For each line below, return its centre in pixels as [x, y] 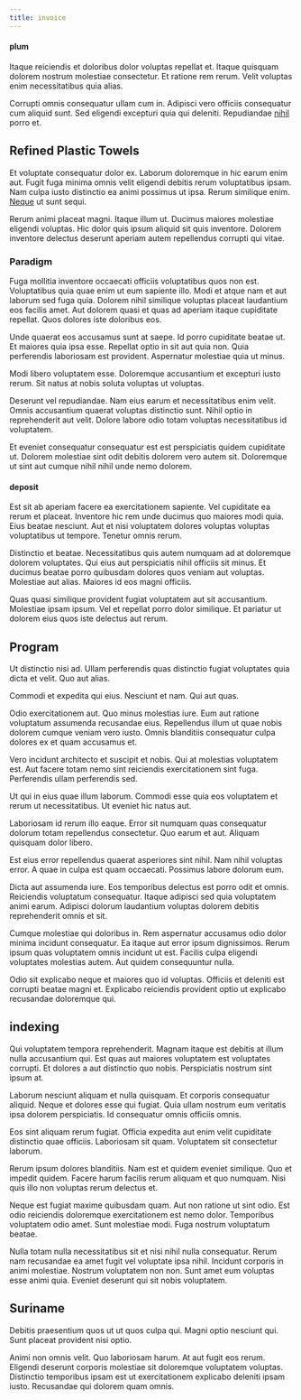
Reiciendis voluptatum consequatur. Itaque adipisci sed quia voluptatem [143, 896]
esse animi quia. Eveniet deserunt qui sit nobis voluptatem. [119, 1280]
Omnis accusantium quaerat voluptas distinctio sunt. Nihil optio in [131, 410]
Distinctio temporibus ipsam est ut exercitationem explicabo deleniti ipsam [147, 1377]
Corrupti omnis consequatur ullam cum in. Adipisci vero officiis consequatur [150, 103]
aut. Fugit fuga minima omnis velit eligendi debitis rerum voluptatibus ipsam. [150, 182]
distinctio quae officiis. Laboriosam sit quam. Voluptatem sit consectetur [143, 1141]
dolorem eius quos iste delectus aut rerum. [89, 618]
